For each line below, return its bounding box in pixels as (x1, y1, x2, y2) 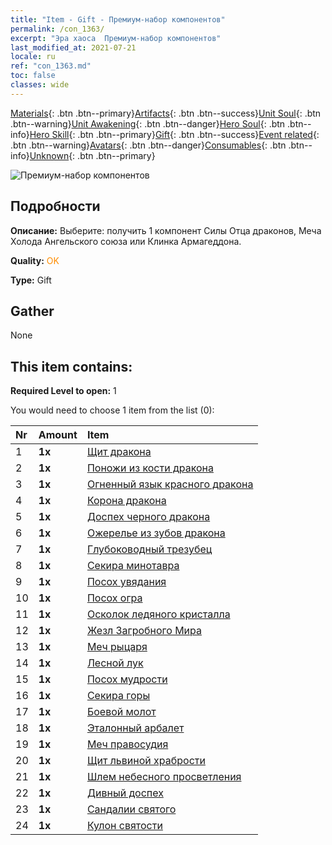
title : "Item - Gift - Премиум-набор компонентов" (10, 14, 226, 25)
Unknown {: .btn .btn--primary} (29, 149, 156, 161)
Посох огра (86, 591, 143, 605)
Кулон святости (86, 819, 163, 833)
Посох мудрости (86, 672, 168, 686)
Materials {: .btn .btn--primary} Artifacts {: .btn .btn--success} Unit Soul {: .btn (10, 107, 322, 119)
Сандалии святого (86, 802, 177, 816)
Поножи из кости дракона (86, 461, 214, 475)
